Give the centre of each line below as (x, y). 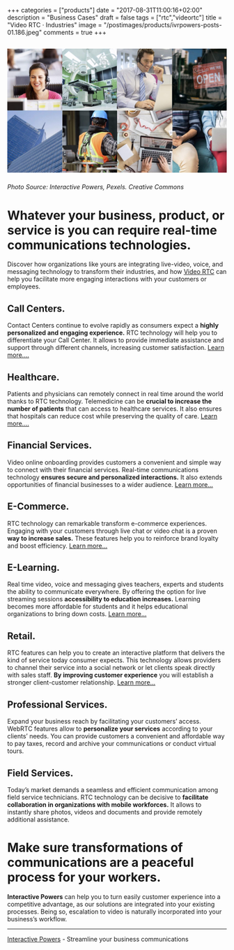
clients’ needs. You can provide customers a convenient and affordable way (116, 736)
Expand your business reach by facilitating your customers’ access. (104, 722)
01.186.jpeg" (25, 32)
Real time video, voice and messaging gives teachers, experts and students (116, 584)
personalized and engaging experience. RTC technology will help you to (112, 333)
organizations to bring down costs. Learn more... (77, 614)
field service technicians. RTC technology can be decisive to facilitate (108, 797)
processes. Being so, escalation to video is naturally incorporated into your (115, 912)
